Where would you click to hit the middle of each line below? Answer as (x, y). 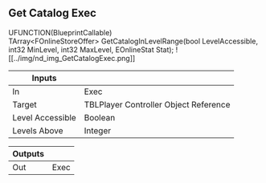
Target (25, 104)
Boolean (100, 117)
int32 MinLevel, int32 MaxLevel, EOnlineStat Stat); (91, 49)
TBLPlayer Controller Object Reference (157, 104)
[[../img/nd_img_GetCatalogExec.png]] (72, 58)
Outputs (28, 153)
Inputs (44, 78)
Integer (97, 130)
